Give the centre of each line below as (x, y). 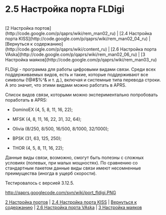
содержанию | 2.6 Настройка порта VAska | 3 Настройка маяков (74, 207)
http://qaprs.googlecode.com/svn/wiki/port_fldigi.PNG (61, 192)
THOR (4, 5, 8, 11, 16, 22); (38, 148)
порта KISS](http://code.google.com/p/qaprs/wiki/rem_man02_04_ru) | (78, 39)
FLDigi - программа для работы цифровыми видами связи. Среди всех (81, 69)
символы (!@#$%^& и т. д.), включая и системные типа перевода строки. (83, 80)
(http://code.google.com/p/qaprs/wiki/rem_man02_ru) (60, 33)
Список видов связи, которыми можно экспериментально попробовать (82, 95)
